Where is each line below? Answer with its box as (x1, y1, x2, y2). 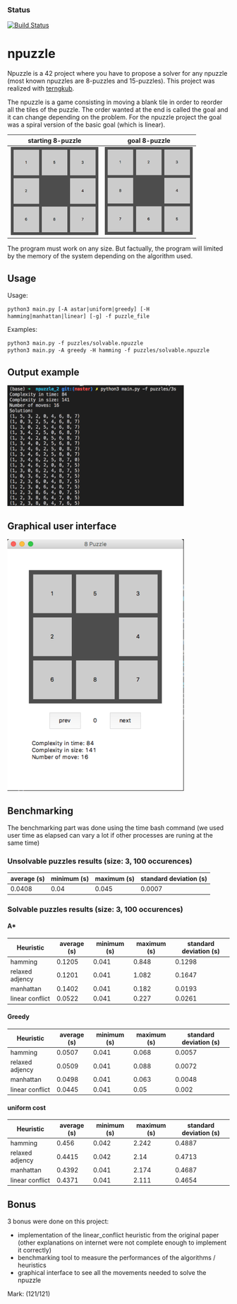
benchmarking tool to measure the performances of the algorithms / (17, 1254, 216, 1262)
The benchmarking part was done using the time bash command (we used (7, 824, 224, 832)
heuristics (17, 1261, 47, 1269)
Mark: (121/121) (7, 1290, 51, 1298)
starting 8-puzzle (28, 136, 82, 144)
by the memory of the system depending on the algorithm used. (7, 252, 193, 260)
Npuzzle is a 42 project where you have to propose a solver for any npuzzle (7, 69, 228, 78)
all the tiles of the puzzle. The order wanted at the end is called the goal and (7, 105, 229, 114)
